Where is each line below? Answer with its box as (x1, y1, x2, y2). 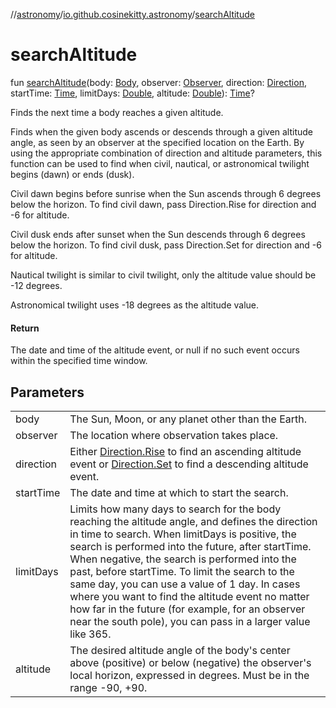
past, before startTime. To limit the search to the (69, 564, 295, 578)
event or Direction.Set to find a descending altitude (69, 457, 309, 471)
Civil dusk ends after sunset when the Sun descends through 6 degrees (10, 228, 306, 240)
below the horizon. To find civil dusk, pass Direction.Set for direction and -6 (10, 239, 322, 251)
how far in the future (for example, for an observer (69, 602, 306, 616)
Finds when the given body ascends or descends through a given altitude (10, 125, 314, 138)
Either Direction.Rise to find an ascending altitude (69, 444, 302, 458)
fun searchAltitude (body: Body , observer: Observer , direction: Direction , (10, 76, 307, 88)
